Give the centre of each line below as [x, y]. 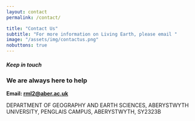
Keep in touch [24, 65]
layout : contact [27, 12]
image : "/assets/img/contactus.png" [52, 40]
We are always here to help [47, 80]
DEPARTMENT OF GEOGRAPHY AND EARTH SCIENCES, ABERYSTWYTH [97, 105]
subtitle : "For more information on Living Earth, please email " [92, 34]
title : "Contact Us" [32, 28]
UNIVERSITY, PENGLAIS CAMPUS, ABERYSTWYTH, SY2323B [84, 112]
